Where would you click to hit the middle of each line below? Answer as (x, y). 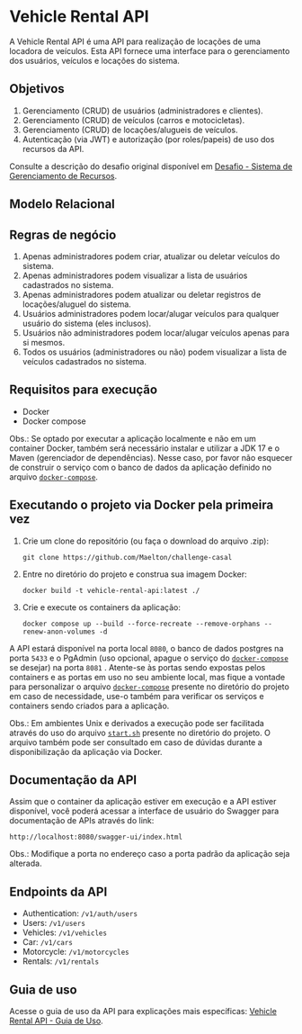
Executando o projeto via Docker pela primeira (142, 505)
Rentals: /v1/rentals (61, 961)
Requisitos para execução (84, 390)
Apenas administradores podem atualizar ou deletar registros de (142, 294)
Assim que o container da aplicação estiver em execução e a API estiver (143, 802)
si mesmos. (44, 342)
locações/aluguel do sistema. (77, 304)
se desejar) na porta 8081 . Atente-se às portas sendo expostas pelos (138, 667)
